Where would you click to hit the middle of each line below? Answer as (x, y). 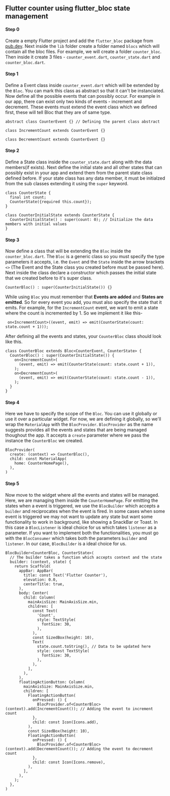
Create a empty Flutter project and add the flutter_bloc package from (79, 41)
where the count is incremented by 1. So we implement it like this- (74, 313)
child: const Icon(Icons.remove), (69, 762)
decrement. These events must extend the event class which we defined (81, 107)
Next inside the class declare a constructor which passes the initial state (81, 273)
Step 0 (12, 29)
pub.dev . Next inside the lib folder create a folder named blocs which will (82, 46)
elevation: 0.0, (41, 580)
